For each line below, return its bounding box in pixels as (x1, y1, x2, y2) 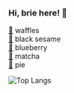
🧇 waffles (8, 26, 40, 36)
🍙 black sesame (8, 34, 61, 44)
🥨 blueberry (8, 43, 48, 53)
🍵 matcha (8, 52, 40, 61)
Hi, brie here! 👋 (8, 7, 68, 19)
